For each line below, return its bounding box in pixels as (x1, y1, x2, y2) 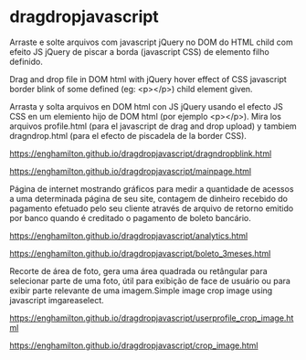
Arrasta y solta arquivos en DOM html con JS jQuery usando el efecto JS (9, 101, 283, 111)
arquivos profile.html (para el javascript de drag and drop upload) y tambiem (9, 121, 297, 132)
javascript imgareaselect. (9, 294, 104, 305)
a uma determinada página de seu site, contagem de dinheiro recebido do (9, 193, 288, 204)
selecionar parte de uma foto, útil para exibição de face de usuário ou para (9, 275, 290, 286)
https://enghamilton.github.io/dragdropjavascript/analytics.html (9, 230, 248, 241)
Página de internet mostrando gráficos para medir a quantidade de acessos (9, 183, 294, 194)
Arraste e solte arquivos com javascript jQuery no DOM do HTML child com (9, 37, 294, 48)
